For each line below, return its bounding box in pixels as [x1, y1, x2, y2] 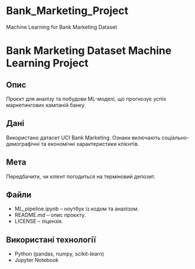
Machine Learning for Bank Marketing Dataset [6, 23, 117, 30]
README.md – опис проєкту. [14, 212, 86, 219]
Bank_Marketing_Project [6, 4, 129, 18]
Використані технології [6, 234, 96, 244]
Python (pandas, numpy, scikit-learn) [14, 250, 104, 257]
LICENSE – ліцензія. [14, 218, 63, 225]
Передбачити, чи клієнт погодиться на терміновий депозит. [6, 173, 156, 180]
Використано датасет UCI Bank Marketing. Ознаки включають [6, 134, 160, 141]
